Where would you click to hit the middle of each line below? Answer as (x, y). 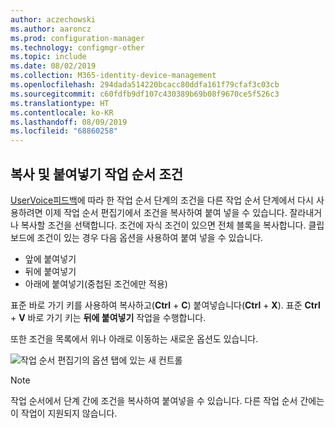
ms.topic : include (48, 57)
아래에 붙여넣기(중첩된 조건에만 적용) (96, 283)
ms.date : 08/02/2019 (53, 66)
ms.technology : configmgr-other (77, 47)
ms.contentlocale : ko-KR (62, 112)
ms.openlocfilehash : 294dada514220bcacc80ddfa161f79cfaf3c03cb (145, 85)
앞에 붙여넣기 (50, 258)
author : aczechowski (53, 19)
